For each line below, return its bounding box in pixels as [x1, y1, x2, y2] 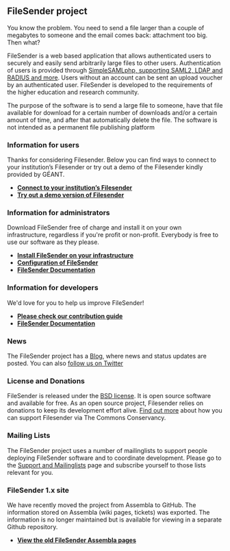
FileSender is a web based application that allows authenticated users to [7, 51, 212, 60]
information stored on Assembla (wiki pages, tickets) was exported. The [7, 508, 210, 516]
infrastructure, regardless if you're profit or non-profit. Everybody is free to [7, 231, 219, 239]
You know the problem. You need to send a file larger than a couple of [7, 23, 205, 32]
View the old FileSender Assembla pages [16, 536, 137, 544]
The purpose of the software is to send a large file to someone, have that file [7, 101, 223, 109]
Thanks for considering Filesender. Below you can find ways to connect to [7, 156, 217, 164]
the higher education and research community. [7, 88, 140, 96]
